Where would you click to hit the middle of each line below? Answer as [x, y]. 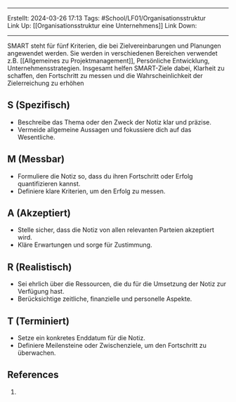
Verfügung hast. [41, 292]
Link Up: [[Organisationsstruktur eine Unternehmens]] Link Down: [102, 26]
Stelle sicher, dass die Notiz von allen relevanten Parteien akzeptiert [116, 230]
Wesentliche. [36, 137]
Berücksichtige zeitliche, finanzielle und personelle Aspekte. [105, 299]
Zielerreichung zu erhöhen [46, 83]
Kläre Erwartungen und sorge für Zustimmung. [85, 245]
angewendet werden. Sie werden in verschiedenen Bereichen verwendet [112, 53]
